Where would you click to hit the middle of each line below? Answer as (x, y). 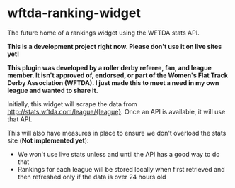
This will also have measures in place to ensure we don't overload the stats (117, 133)
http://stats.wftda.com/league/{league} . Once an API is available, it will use (116, 111)
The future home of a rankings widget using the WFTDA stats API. (103, 33)
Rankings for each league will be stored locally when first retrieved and (121, 169)
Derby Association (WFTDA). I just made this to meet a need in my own (113, 82)
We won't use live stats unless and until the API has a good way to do (119, 154)
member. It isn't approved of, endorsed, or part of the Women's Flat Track (118, 75)
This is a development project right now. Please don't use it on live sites (115, 46)
